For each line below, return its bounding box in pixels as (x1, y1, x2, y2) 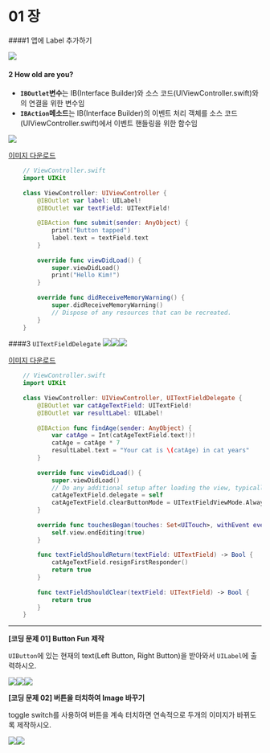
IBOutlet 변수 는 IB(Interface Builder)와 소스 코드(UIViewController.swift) (19, 88, 252, 98)
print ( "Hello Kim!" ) (51, 271, 121, 280)
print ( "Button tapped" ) (51, 227, 131, 235)
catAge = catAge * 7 (51, 439, 121, 447)
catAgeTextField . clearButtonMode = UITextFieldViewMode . (51, 499, 247, 507)
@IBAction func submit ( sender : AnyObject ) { (37, 219, 189, 227)
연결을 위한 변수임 (28, 98, 85, 108)
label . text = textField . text (51, 234, 149, 242)
